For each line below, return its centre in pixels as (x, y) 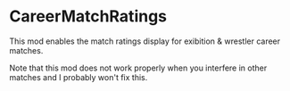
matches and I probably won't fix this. (79, 77)
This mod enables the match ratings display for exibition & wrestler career (145, 41)
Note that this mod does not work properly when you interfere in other (138, 68)
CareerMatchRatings (88, 17)
